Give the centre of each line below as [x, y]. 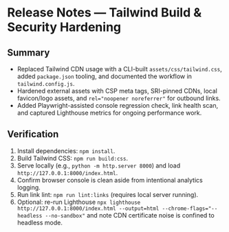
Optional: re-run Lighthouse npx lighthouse [79, 202]
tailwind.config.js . [46, 83]
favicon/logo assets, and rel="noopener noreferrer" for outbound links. [119, 98]
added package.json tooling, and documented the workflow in [105, 76]
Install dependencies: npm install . [66, 151]
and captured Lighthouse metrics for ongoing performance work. [109, 113]
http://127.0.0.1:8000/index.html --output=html [88, 208]
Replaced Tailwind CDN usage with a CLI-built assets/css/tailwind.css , [119, 69]
